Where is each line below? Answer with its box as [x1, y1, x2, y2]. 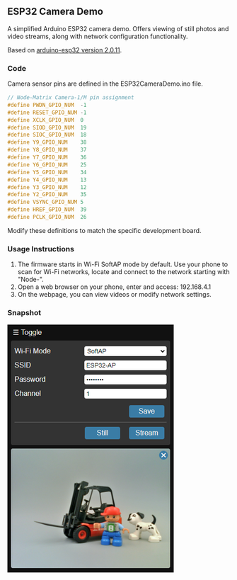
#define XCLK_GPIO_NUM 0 [7, 116, 83, 123]
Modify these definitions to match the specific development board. [7, 226, 202, 234]
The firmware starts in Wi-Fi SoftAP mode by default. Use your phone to [17, 260, 229, 268]
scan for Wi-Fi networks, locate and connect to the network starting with [17, 268, 230, 276]
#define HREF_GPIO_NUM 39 [7, 206, 87, 213]
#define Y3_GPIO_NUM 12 [7, 183, 87, 191]
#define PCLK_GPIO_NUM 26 [7, 214, 87, 221]
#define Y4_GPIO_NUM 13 [7, 176, 87, 183]
